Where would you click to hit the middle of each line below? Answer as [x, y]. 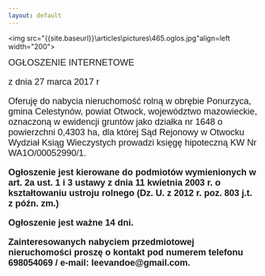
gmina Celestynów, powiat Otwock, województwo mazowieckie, [133, 112]
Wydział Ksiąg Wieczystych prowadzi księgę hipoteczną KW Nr [132, 142]
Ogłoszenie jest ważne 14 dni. [71, 222]
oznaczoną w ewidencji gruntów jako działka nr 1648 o [115, 122]
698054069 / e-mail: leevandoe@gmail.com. [99, 263]
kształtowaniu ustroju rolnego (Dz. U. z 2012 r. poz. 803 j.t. [131, 193]
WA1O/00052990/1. [47, 153]
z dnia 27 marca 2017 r [54, 81]
